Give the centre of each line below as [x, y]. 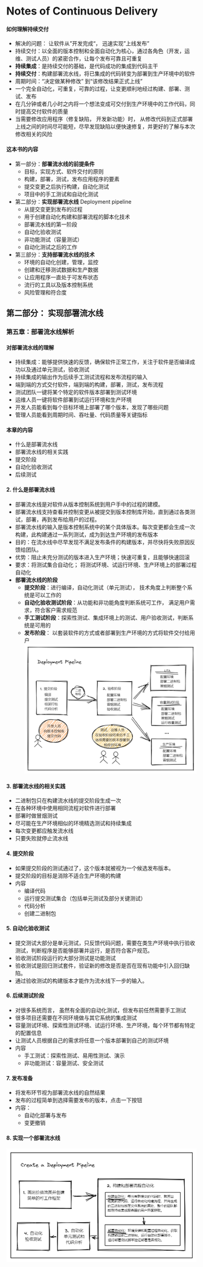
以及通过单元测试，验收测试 [55, 369]
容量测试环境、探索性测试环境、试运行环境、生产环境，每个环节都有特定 [105, 1025]
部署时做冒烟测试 [36, 816]
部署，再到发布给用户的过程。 [63, 519]
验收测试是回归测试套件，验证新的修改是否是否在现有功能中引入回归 [100, 965]
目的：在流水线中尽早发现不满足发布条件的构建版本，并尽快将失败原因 [102, 542]
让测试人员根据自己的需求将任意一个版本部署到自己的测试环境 [92, 1040]
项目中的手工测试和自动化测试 [61, 194]
